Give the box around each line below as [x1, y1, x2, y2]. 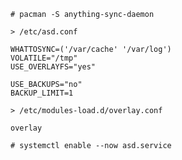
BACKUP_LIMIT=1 [10, 88, 74, 98]
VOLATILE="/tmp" [10, 53, 78, 63]
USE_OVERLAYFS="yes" [10, 62, 97, 72]
